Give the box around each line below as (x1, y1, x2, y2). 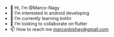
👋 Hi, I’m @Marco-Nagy (10, 5, 60, 10)
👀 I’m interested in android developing (10, 10, 90, 16)
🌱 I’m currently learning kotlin (10, 15, 72, 21)
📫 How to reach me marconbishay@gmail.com (10, 26, 109, 32)
